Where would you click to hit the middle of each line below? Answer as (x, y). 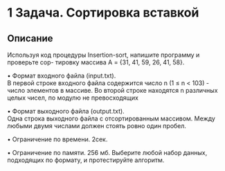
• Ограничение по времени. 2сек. (57, 139)
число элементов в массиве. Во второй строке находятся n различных (112, 90)
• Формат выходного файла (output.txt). (66, 111)
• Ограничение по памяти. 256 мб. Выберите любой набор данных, (107, 153)
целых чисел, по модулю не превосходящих (73, 98)
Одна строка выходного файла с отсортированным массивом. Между (111, 118)
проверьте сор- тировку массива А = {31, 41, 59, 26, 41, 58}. (96, 62)
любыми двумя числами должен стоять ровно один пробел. (97, 126)
